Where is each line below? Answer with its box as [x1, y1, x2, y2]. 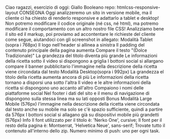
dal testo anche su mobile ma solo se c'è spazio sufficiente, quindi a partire [5, 106, 163, 112]
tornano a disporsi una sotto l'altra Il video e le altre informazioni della [5, 79, 151, 85]
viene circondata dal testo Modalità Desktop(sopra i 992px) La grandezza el [5, 69, 164, 75]
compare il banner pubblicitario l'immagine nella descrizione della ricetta [5, 63, 157, 69]
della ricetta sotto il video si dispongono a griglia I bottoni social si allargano [5, 58, 164, 64]
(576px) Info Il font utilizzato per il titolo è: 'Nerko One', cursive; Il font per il [5, 117, 162, 123]
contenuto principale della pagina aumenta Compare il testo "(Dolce [5, 48, 147, 53]
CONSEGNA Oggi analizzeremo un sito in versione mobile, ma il [19, 10, 152, 16]
